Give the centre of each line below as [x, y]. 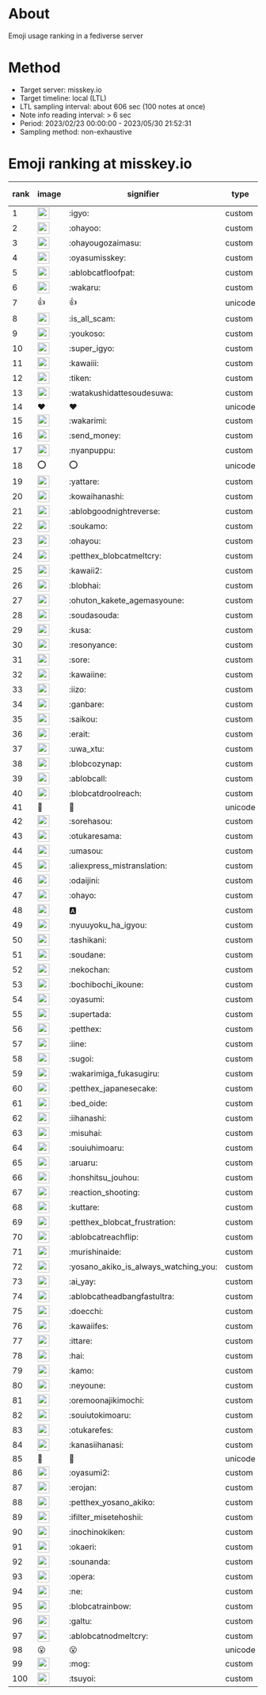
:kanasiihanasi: [96, 1445]
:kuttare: [84, 1207]
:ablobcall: [88, 779]
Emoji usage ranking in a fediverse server [76, 36]
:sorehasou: [91, 821]
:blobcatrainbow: [100, 1606]
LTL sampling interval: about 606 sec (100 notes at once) [112, 106]
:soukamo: [88, 526]
